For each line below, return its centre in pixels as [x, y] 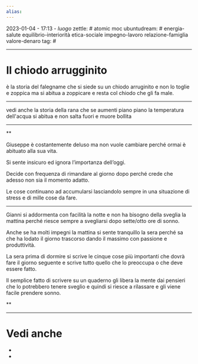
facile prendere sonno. [34, 293]
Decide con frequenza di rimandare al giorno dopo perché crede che [90, 173]
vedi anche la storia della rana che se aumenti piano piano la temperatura [95, 110]
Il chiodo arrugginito [57, 70]
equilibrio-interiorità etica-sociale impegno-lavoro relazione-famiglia [105, 35]
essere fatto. [22, 268]
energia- [174, 28]
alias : [14, 12]
